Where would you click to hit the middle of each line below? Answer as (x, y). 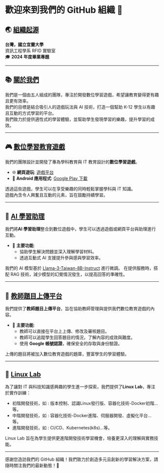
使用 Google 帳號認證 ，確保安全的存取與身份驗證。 (71, 344)
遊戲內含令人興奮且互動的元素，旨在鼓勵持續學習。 (56, 195)
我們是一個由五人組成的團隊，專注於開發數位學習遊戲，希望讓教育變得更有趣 (82, 95)
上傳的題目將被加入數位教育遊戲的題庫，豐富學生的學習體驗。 (67, 354)
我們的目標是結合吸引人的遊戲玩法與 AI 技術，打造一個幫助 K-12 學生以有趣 (80, 107)
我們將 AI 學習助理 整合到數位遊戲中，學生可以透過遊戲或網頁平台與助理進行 (81, 229)
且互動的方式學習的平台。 (31, 113)
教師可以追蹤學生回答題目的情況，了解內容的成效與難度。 (77, 337)
